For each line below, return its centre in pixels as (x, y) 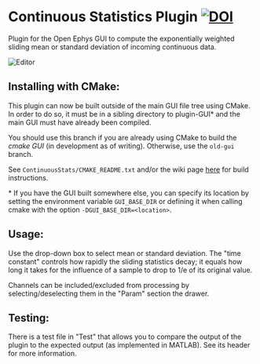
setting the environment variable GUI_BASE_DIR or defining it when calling (125, 201)
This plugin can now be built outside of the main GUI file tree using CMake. (129, 105)
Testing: (29, 318)
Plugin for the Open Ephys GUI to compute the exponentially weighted (121, 38)
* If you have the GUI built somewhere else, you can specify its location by (129, 193)
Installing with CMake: (64, 87)
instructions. (28, 177)
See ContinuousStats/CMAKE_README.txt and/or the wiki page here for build (128, 169)
